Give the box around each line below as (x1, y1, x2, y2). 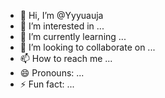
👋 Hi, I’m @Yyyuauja (19, 10, 104, 21)
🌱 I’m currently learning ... (19, 31, 127, 42)
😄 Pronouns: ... (19, 67, 85, 79)
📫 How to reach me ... (19, 53, 113, 64)
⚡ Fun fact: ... (19, 78, 75, 90)
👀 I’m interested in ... (19, 20, 105, 32)
